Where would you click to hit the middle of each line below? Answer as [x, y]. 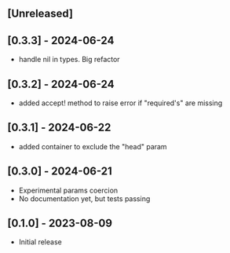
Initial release [40, 242]
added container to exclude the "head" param [93, 146]
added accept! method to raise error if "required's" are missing [120, 103]
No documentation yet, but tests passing [84, 198]
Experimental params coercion [68, 190]
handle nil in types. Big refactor [69, 60]
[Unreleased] [40, 14]
